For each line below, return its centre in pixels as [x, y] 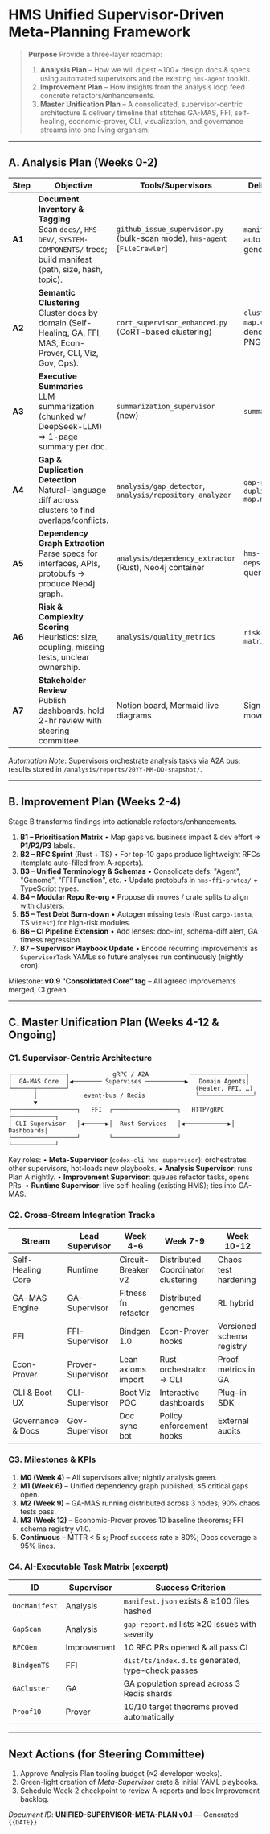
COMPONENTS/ [61, 250]
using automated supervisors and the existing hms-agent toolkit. [145, 78]
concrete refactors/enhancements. [98, 95]
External [233, 1421]
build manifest [65, 259]
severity [139, 1634]
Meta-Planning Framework [100, 32]
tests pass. [38, 1511]
